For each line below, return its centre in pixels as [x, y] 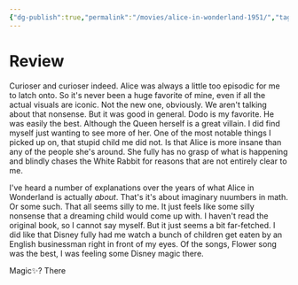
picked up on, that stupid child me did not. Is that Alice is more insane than [145, 142]
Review [37, 61]
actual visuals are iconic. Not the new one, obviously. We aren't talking [138, 104]
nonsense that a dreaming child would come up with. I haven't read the [139, 216]
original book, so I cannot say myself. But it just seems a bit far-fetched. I [142, 225]
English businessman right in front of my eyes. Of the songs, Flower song [143, 243]
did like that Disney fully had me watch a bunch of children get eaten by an [146, 235]
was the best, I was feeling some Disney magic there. [106, 253]
